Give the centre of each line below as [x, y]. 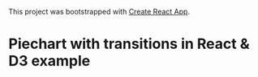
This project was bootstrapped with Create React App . [99, 12]
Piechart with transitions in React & [129, 44]
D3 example [49, 61]
